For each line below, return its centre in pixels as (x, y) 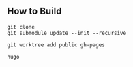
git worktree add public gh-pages (56, 45)
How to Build (35, 11)
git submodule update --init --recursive (67, 33)
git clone (21, 27)
